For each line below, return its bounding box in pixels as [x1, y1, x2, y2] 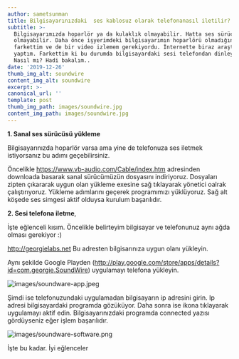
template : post [7, 97, 53, 104]
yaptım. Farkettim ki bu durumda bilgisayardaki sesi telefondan [14, 51, 212, 58]
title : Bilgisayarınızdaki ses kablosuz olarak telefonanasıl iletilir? [7, 17, 231, 24]
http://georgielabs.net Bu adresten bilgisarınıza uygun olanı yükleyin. [7, 244, 208, 253]
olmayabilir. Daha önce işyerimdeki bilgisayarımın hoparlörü [14, 37, 202, 44]
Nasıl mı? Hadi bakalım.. [14, 57, 91, 64]
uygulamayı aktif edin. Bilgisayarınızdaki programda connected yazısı [7, 308, 210, 317]
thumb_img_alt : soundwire [7, 70, 84, 77]
